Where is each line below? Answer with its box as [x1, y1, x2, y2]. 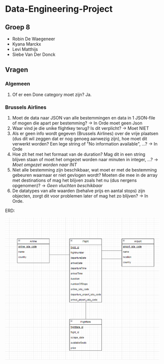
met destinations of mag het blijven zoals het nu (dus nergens [12, 177, 137, 183]
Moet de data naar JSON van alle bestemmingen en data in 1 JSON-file [12, 115, 156, 121]
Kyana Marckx [12, 41, 42, 47]
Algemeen [5, 80, 30, 87]
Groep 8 [5, 23, 30, 31]
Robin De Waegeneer [12, 36, 55, 42]
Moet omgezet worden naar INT [12, 162, 77, 168]
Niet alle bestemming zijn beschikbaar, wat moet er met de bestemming [12, 167, 157, 172]
